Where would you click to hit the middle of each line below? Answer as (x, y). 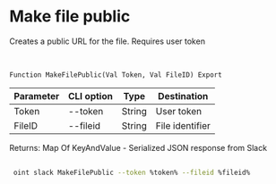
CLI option (91, 96)
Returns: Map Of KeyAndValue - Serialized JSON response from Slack (138, 147)
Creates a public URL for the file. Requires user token (108, 41)
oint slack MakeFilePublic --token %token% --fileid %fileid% (132, 172)
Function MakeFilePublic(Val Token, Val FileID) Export (116, 75)
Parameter (37, 96)
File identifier (183, 125)
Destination (183, 96)
